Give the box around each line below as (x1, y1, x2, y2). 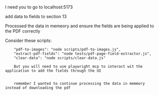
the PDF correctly (5, 28, 40, 34)
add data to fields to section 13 (5, 14, 67, 19)
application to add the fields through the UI (5, 68, 101, 73)
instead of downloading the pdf (5, 85, 71, 90)
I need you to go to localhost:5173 (5, 4, 73, 10)
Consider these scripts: (5, 38, 52, 43)
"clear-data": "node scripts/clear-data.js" (14, 56, 106, 60)
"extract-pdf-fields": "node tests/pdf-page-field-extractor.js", (14, 51, 152, 56)
